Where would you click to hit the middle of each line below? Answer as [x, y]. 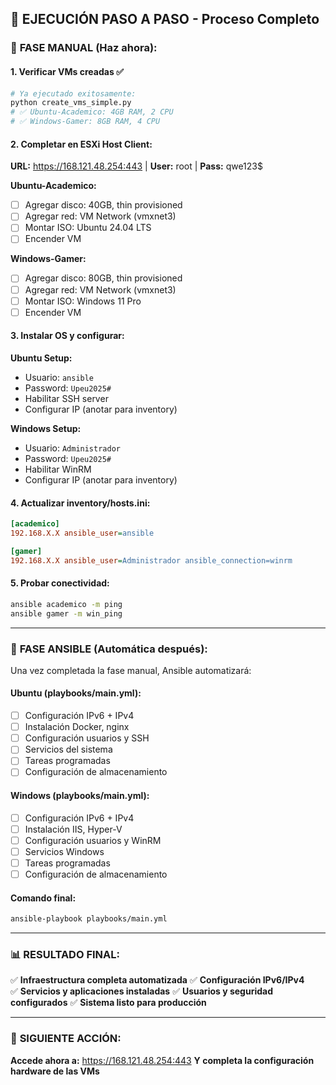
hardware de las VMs [55, 1071]
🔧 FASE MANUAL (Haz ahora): [84, 48]
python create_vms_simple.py [71, 103]
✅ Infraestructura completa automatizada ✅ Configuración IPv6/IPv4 [157, 980]
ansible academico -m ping [66, 604]
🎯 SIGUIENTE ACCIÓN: [66, 1039]
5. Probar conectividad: [60, 583]
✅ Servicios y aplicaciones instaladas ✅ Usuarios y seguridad [141, 991]
